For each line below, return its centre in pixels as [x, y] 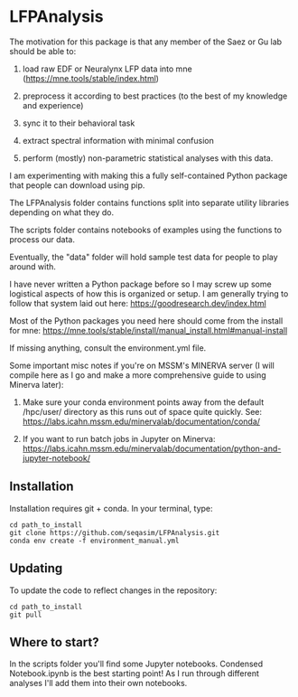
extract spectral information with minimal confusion [118, 140]
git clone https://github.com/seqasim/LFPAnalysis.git [115, 532]
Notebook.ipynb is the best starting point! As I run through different [135, 673]
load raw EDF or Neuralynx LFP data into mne [107, 69]
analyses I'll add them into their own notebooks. [98, 683]
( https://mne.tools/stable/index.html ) [91, 78]
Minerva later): [37, 384]
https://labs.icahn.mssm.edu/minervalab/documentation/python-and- [152, 448]
